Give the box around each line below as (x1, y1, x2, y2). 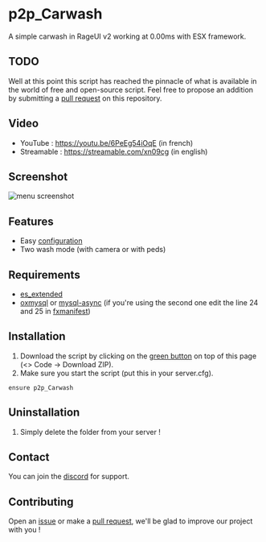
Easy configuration (19, 236, 83, 246)
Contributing (8, 494, 74, 508)
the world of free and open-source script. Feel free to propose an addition (8, 85, 254, 94)
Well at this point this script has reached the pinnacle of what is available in (8, 76, 257, 85)
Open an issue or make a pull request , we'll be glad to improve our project (8, 516, 253, 526)
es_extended (19, 289, 63, 299)
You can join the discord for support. (8, 472, 130, 482)
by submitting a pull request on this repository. (8, 93, 162, 103)
